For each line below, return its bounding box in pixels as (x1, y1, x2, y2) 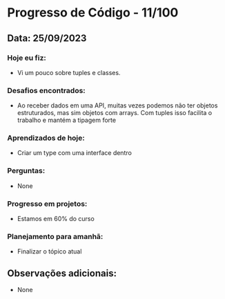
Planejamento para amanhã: (7, 231, 104, 241)
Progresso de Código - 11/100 (7, 5, 179, 21)
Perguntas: (7, 166, 46, 176)
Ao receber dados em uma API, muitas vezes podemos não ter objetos (17, 101, 218, 110)
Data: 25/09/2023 (7, 32, 87, 44)
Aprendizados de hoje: (7, 133, 85, 143)
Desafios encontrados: (7, 85, 86, 95)
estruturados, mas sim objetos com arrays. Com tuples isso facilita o (17, 109, 213, 117)
